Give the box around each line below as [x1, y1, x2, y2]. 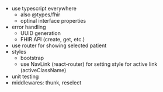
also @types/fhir [20, 11, 61, 18]
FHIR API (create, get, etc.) [20, 36, 85, 43]
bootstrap [20, 55, 44, 61]
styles [11, 48, 26, 55]
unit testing [11, 73, 39, 80]
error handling [11, 23, 46, 30]
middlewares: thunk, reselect [11, 79, 82, 86]
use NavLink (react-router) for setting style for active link [20, 61, 158, 68]
